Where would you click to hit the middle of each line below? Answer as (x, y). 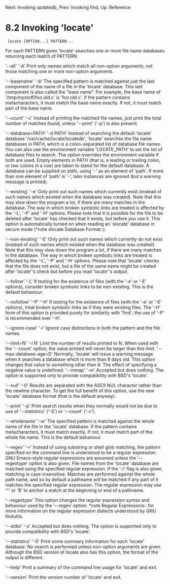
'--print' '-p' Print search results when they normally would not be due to (81, 406)
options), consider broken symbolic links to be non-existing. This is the (79, 287)
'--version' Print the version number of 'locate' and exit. (63, 577)
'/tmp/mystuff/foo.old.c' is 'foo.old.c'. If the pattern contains (68, 97)
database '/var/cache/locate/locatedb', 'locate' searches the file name (79, 139)
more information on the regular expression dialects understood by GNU (81, 511)
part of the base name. (29, 108)
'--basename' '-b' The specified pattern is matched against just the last (80, 81)
